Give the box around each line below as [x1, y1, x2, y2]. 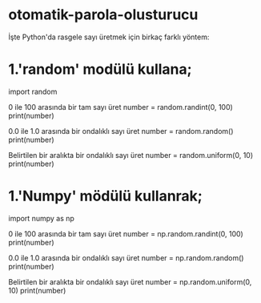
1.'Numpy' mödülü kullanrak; [8, 187, 203, 205]
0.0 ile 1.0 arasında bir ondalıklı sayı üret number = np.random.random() [8, 252, 244, 262]
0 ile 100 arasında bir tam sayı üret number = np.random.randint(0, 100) [8, 228, 244, 238]
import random [8, 87, 58, 96]
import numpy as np [8, 213, 74, 223]
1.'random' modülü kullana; [8, 60, 192, 79]
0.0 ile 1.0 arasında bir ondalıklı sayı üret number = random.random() [8, 126, 234, 135]
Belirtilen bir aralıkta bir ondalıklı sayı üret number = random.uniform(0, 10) [8, 150, 254, 160]
